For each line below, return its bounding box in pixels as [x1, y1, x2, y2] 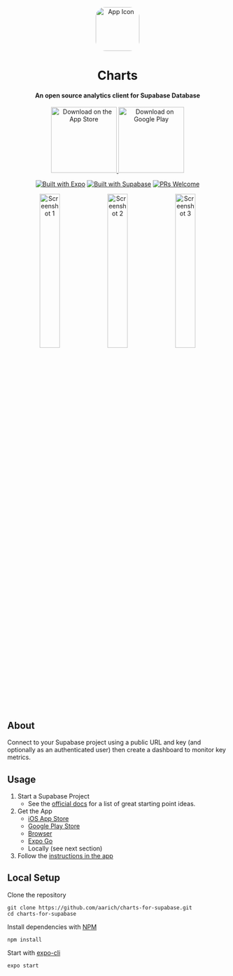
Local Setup [7, 872, 61, 884]
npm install [7, 936, 42, 943]
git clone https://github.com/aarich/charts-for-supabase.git [7, 904, 192, 911]
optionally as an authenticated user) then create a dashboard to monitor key [7, 746, 226, 754]
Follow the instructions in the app [17, 852, 113, 860]
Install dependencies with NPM [7, 923, 97, 931]
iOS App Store [27, 815, 69, 823]
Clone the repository [7, 890, 66, 899]
